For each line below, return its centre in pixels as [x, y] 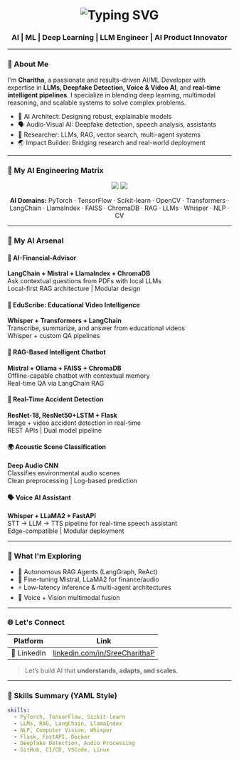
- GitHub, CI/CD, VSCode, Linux [62, 750]
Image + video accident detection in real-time [74, 423]
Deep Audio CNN [33, 465]
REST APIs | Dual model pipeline [54, 430]
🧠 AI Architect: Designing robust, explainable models [95, 116]
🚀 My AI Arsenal [36, 241]
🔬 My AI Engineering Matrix [55, 170]
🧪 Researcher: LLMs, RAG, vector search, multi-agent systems [109, 134]
